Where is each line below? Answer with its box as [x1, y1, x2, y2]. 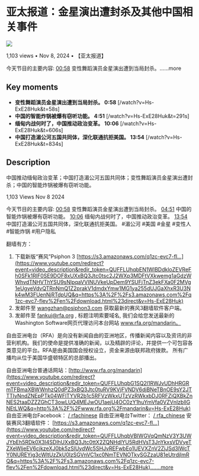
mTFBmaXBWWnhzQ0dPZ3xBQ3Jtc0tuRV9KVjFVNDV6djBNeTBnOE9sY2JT [6, 386, 192, 393]
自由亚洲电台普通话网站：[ [6, 366, 71, 373]
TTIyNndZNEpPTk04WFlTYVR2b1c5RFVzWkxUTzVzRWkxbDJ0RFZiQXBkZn [6, 392, 193, 399]
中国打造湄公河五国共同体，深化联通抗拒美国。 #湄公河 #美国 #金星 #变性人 [6, 220, 191, 227]
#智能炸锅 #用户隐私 [6, 228, 56, 235]
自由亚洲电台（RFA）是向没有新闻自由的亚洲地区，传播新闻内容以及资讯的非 [6, 331, 192, 338]
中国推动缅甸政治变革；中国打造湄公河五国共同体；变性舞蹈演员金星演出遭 [6, 174, 188, 181]
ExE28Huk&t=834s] [14, 140, 63, 147]
